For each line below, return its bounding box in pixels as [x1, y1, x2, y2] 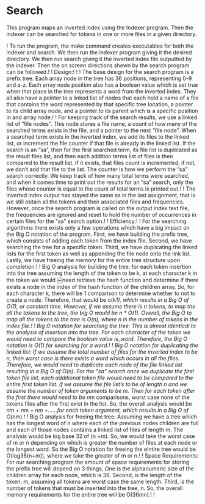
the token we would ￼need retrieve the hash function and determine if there [6, 276, 199, 283]
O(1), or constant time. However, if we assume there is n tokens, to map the [6, 302, 196, 310]
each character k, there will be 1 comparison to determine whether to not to [6, 290, 196, 297]
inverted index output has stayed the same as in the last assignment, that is [6, 191, 196, 199]
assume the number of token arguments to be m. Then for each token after [6, 387, 195, 394]
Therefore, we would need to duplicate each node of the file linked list [6, 361, 183, 368]
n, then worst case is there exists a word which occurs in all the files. [6, 354, 180, 362]
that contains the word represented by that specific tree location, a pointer [6, 100, 193, 108]
